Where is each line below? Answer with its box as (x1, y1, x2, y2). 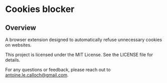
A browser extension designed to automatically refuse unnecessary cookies (5, 36, 162, 42)
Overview (5, 23, 37, 32)
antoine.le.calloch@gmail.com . (5, 72, 69, 78)
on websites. (5, 42, 32, 48)
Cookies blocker (5, 3, 75, 15)
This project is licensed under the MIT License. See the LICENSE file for (5, 51, 153, 57)
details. (5, 57, 21, 63)
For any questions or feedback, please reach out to (5, 66, 111, 72)
